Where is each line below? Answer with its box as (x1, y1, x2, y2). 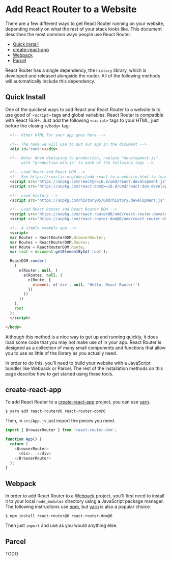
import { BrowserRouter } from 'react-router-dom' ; (5, 428, 117, 433)
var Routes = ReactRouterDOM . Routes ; (10, 239, 90, 245)
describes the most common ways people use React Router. (5, 31, 131, 37)
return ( (10, 442, 28, 447)
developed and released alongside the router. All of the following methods (5, 72, 160, 78)
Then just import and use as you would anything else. (5, 522, 118, 528)
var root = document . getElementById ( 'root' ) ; (10, 249, 108, 254)
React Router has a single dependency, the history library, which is (5, 67, 147, 73)
